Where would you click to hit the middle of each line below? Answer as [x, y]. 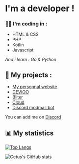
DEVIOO [21, 92]
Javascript [23, 50]
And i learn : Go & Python [31, 60]
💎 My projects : [29, 75]
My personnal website [35, 87]
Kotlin [18, 45]
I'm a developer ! [40, 9]
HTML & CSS [25, 34]
